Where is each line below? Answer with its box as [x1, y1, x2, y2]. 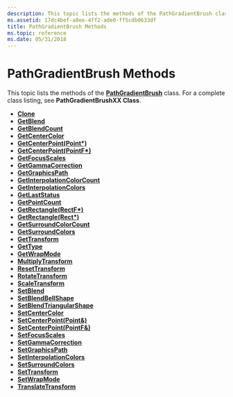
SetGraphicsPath [17, 346, 68, 354]
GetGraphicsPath [17, 169, 69, 177]
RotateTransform [17, 272, 68, 280]
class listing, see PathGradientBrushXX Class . [7, 96, 141, 105]
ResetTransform [17, 264, 66, 273]
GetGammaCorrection [17, 161, 83, 170]
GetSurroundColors [17, 228, 76, 236]
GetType [17, 242, 43, 251]
